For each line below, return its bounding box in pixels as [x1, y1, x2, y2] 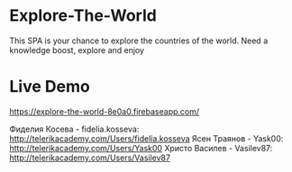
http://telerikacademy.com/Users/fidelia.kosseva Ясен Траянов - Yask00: [9, 132, 284, 144]
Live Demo [9, 77, 90, 97]
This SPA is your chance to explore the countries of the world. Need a [9, 35, 269, 46]
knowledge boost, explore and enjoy [9, 44, 145, 55]
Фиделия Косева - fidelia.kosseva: [9, 123, 140, 134]
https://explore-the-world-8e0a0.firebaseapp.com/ [9, 105, 200, 117]
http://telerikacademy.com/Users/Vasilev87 [9, 152, 171, 163]
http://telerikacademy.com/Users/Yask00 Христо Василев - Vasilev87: [9, 142, 273, 153]
